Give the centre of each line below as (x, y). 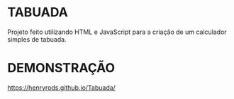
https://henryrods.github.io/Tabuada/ (61, 87)
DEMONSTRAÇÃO (61, 68)
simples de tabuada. (37, 39)
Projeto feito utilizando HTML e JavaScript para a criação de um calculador (117, 32)
